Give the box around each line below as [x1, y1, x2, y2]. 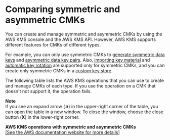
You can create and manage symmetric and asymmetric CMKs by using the [5, 31, 163, 37]
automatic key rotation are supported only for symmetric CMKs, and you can [5, 62, 165, 68]
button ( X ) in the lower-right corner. [5, 114, 80, 120]
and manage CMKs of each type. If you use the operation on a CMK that [5, 82, 156, 89]
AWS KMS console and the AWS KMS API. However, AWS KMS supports [5, 36, 156, 42]
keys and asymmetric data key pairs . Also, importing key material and [5, 57, 150, 63]
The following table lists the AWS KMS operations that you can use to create [5, 77, 164, 83]
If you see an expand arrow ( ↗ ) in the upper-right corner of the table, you [5, 103, 158, 109]
